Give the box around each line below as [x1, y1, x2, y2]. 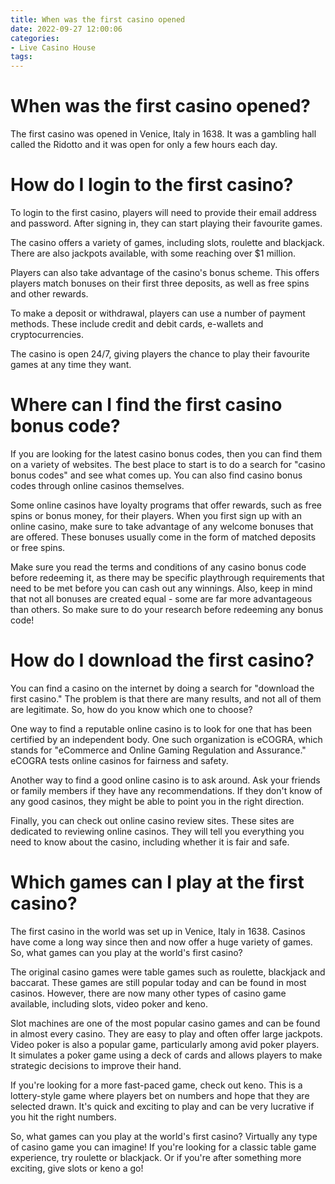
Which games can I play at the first [10, 871, 305, 894]
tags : [10, 52, 33, 62]
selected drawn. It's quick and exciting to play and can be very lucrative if [10, 1100, 315, 1112]
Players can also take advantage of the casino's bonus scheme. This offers [10, 267, 320, 278]
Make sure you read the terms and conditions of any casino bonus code [10, 561, 307, 573]
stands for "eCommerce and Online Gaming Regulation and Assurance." [10, 744, 307, 756]
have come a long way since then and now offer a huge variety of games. [10, 936, 313, 948]
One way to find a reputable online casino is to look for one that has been [10, 722, 313, 735]
